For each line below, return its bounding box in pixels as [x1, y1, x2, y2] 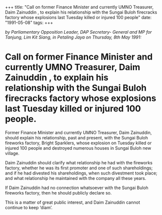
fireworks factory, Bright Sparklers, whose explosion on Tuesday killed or [5, 140, 152, 146]
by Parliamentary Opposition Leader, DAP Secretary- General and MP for [5, 29, 152, 35]
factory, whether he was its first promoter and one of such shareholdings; [5, 165, 153, 171]
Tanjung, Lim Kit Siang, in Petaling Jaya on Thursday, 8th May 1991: [5, 34, 142, 40]
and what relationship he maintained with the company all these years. [5, 175, 146, 181]
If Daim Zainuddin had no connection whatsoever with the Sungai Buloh [5, 185, 148, 191]
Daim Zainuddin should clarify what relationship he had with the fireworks [5, 159, 153, 165]
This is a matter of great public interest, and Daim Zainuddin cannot [5, 199, 140, 205]
